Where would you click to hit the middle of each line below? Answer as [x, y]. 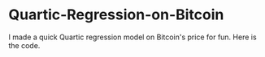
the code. [24, 45]
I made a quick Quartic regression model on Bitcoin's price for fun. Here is [133, 37]
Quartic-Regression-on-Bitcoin [116, 15]
